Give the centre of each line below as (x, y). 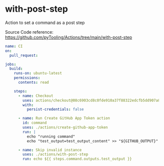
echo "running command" (51, 136)
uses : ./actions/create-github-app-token (65, 128)
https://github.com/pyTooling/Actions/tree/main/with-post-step (69, 37)
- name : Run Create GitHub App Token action (64, 119)
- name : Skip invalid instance (50, 150)
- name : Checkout (36, 96)
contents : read (33, 83)
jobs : (10, 64)
